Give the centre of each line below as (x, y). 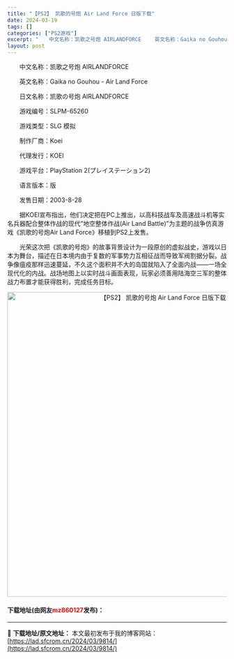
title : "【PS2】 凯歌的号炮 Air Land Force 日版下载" (81, 14)
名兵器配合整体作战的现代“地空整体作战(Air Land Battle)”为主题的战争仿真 (112, 223)
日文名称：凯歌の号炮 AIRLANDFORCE (74, 96)
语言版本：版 (38, 185)
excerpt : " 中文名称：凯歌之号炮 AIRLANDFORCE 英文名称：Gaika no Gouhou (117, 40)
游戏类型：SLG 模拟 (47, 126)
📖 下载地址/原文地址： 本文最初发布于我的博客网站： (83, 633)
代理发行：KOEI (41, 155)
